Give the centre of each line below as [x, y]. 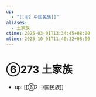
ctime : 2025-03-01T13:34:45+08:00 [48, 34]
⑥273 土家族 [40, 70]
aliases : [17, 22]
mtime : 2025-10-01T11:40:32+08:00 [48, 39]
